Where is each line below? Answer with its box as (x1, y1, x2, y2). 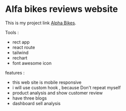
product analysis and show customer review (12, 90, 103, 96)
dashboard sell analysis (12, 100, 61, 106)
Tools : (5, 29, 19, 35)
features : (5, 69, 25, 75)
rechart (12, 55, 28, 60)
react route (12, 44, 35, 50)
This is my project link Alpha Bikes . (5, 20, 76, 26)
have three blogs (12, 95, 47, 101)
